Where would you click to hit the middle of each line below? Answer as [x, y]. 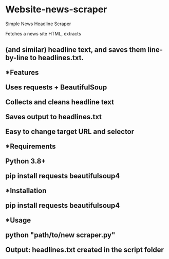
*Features [22, 73]
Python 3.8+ [26, 161]
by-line [17, 58]
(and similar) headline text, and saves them [76, 50]
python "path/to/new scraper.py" [60, 235]
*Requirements [31, 147]
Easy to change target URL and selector [70, 132]
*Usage [18, 220]
